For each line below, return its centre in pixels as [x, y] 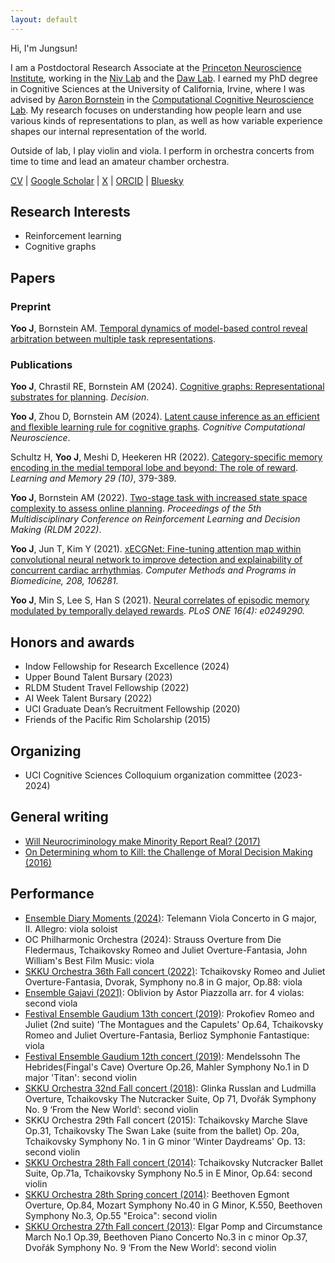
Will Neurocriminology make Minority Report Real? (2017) [142, 841]
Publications [41, 365]
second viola [51, 1003]
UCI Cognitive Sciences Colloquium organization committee [148, 775]
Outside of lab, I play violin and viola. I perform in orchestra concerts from [162, 150]
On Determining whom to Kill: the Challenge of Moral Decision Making [168, 852]
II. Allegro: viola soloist [71, 928]
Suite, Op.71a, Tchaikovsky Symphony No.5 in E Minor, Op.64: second [168, 1173]
